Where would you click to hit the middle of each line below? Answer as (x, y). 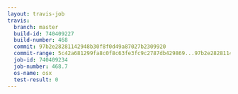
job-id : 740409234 (41, 60)
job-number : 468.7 (41, 66)
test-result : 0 (36, 80)
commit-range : (34, 54)
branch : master (36, 27)
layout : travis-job (36, 14)
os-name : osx (33, 73)
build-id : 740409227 (44, 34)
